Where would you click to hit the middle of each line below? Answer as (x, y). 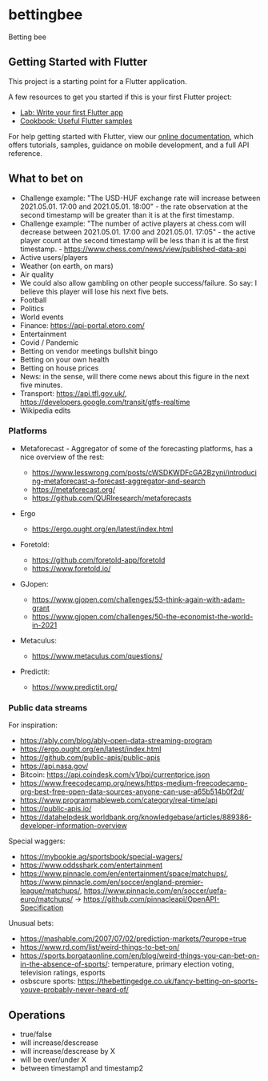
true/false (36, 1034)
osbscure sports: (48, 981)
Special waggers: (37, 841)
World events (42, 317)
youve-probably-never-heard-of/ (74, 990)
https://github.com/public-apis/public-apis (90, 758)
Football (33, 300)
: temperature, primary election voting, (171, 964)
